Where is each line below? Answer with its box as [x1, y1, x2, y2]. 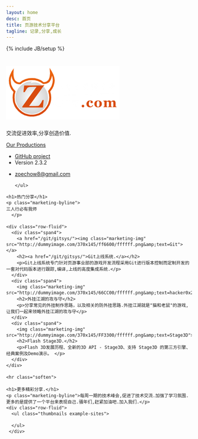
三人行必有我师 [6, 207, 37, 212]
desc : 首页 [6, 15, 31, 22]
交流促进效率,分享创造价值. [6, 130, 72, 137]
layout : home [6, 9, 38, 15]
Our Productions [6, 142, 46, 149]
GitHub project [14, 153, 51, 160]
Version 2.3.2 [14, 159, 47, 166]
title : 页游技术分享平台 [6, 22, 60, 28]
